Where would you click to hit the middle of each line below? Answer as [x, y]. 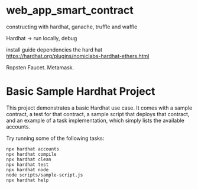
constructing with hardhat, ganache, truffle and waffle [72, 27]
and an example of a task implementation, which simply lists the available [95, 120]
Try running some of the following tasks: [55, 138]
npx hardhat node [27, 169]
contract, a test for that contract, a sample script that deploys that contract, [98, 114]
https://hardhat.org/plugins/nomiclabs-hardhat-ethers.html [78, 56]
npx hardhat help [27, 180]
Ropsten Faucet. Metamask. [40, 67]
